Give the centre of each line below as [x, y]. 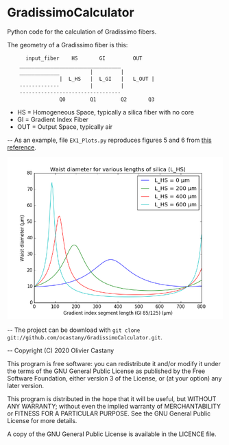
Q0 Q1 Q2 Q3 [107, 99]
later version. [26, 385]
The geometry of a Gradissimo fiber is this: [68, 45]
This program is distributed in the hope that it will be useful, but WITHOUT [112, 398]
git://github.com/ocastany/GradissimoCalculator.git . [85, 337]
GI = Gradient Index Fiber [53, 119]
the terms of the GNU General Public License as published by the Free [106, 371]
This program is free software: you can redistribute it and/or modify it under [114, 363]
